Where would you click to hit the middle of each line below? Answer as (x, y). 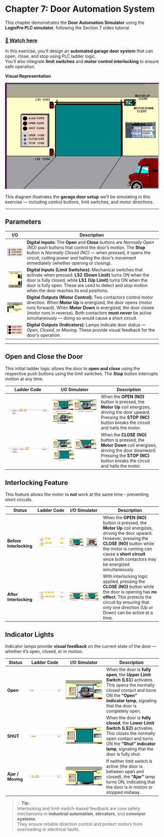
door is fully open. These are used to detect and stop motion (87, 285)
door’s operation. (44, 335)
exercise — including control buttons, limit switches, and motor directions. (80, 202)
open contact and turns (130, 739)
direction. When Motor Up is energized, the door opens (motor (89, 303)
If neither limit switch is (129, 761)
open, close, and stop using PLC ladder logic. (51, 56)
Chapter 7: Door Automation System (80, 9)
